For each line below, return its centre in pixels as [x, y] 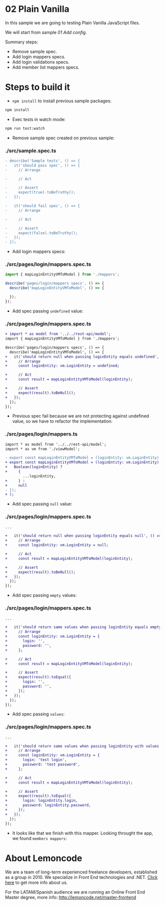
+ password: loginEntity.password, [48, 805]
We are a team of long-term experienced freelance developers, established [81, 872]
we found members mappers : [40, 838]
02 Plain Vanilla [37, 9]
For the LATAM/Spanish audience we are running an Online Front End [75, 892]
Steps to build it [38, 87]
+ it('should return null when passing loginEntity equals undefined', [82, 356]
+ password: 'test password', [42, 765]
